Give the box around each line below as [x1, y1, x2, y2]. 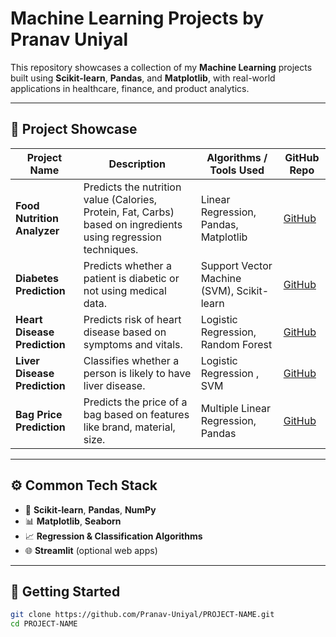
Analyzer [15, 223, 60, 237]
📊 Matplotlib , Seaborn [24, 515, 122, 527]
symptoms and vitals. [83, 337, 183, 351]
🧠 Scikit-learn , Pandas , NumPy [24, 503, 157, 516]
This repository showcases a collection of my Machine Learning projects [10, 61, 313, 73]
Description [108, 157, 166, 171]
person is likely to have [83, 366, 192, 380]
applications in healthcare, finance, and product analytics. [10, 82, 250, 94]
